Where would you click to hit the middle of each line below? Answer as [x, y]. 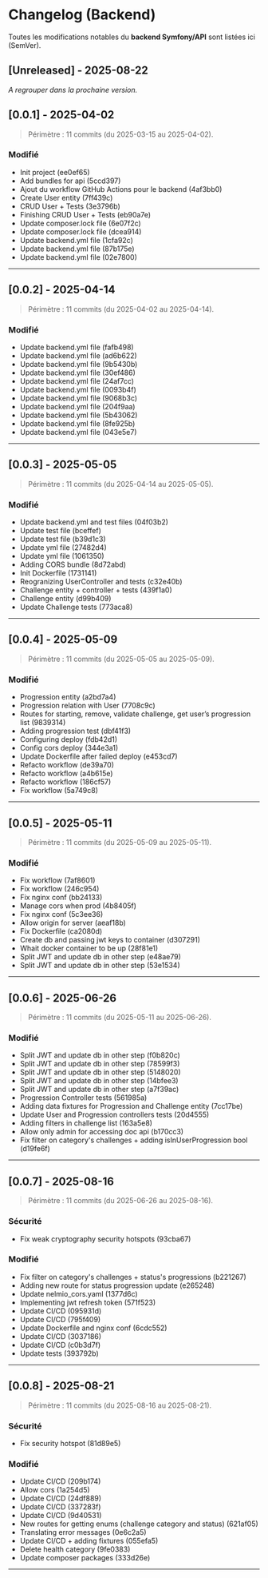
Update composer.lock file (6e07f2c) [80, 223]
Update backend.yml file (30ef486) [77, 373]
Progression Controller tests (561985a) [83, 1098]
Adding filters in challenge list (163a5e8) [86, 1123]
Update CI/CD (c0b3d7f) [60, 1345]
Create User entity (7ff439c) [66, 197]
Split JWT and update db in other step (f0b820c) [100, 1055]
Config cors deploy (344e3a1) [69, 748]
